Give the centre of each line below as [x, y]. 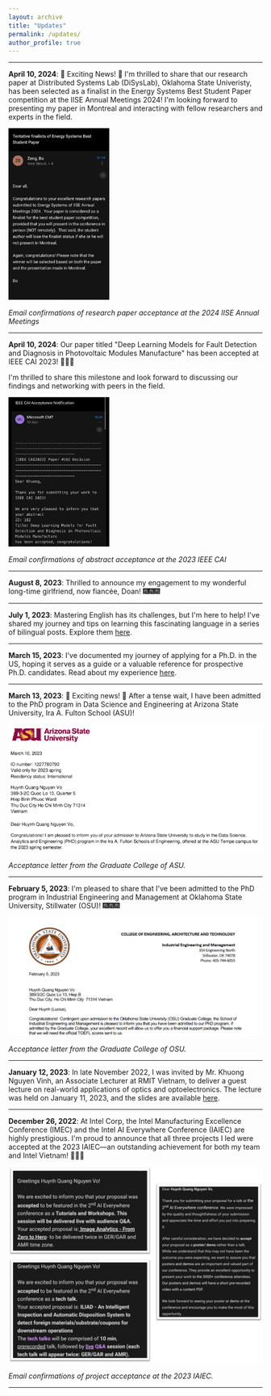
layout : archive [35, 17]
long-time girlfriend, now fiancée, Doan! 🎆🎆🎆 [84, 591]
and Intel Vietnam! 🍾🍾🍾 [46, 1155]
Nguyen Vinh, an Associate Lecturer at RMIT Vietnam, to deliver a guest [127, 1080]
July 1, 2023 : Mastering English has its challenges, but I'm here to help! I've [134, 615]
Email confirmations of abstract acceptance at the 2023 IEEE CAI [117, 560]
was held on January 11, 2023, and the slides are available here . [114, 1097]
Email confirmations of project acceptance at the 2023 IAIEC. [111, 1376]
